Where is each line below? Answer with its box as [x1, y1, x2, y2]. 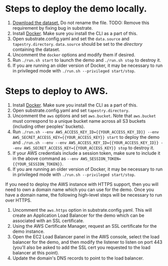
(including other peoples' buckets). [12, 123, 85, 129]
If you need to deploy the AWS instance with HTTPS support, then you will [5, 181, 159, 187]
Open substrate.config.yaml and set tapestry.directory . [12, 107, 130, 113]
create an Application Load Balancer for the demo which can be [12, 212, 144, 218]
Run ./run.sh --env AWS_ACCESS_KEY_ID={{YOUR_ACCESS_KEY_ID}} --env [12, 129, 159, 135]
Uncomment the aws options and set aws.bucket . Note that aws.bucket [12, 113, 156, 119]
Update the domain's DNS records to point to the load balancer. [12, 255, 144, 261]
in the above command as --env [12, 155, 79, 161]
